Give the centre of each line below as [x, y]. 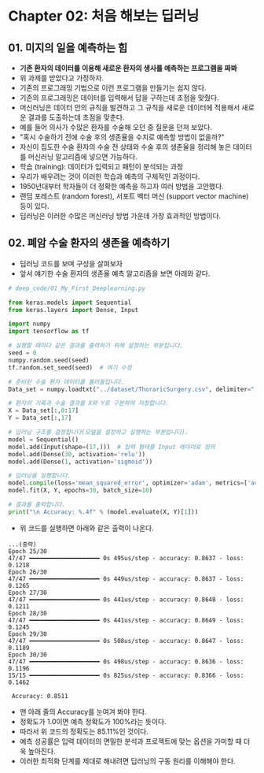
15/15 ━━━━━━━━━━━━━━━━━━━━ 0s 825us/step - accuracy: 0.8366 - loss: [126, 675]
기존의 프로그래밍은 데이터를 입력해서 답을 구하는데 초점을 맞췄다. [119, 98]
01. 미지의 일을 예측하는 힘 [68, 48]
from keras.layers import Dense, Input [73, 310]
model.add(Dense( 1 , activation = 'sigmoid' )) [81, 462]
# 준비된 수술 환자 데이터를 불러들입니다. [66, 382]
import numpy [29, 324]
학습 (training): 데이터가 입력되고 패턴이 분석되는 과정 [101, 167]
